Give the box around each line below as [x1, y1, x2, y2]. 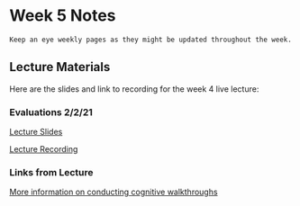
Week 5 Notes [9, 5, 116, 26]
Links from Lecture [9, 166, 94, 178]
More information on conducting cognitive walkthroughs [9, 186, 218, 198]
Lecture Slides [9, 127, 63, 138]
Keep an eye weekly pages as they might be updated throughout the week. [9, 35, 293, 44]
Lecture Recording [9, 144, 78, 155]
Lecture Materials [9, 59, 111, 75]
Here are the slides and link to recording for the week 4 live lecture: [9, 83, 259, 94]
